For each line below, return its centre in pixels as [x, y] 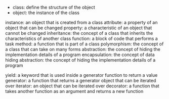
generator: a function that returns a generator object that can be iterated [81, 81]
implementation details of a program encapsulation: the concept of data [80, 55]
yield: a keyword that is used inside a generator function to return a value [81, 75]
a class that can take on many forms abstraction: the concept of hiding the [83, 49]
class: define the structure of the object [54, 7]
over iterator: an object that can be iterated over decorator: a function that [82, 86]
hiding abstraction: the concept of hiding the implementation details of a [80, 60]
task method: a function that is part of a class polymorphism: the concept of [85, 44]
